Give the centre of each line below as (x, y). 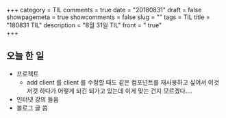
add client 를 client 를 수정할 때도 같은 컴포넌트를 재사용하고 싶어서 (116, 82)
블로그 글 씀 (32, 108)
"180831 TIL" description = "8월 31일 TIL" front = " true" (84, 25)
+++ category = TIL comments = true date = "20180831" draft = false (104, 10)
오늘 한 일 (25, 56)
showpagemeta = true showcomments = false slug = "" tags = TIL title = (108, 17)
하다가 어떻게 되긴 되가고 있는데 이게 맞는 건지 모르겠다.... (116, 91)
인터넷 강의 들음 (37, 99)
